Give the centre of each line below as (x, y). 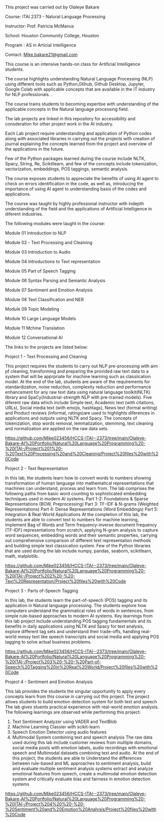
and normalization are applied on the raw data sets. (57, 428)
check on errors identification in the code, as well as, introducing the (74, 184)
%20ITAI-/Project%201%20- (34, 449)
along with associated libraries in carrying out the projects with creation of (80, 139)
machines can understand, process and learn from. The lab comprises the (80, 488)
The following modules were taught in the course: (55, 223)
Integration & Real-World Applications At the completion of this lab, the (76, 514)
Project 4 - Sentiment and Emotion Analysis (49, 682)
